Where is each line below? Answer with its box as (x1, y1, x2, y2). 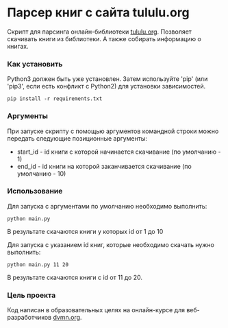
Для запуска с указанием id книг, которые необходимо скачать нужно (7, 240, 214, 248)
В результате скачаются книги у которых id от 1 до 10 (7, 227, 164, 235)
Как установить (7, 59, 63, 69)
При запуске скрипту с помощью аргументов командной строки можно (7, 127, 219, 135)
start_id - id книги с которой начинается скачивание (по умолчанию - (16, 148, 221, 156)
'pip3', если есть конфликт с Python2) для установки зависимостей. (7, 82, 206, 91)
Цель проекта (7, 290, 56, 300)
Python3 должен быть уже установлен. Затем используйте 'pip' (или (7, 75, 208, 83)
